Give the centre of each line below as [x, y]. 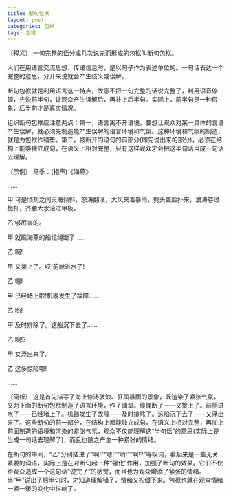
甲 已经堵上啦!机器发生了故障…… [53, 296]
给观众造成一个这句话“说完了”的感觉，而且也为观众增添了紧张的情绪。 [106, 472]
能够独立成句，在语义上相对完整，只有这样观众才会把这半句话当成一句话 [121, 148]
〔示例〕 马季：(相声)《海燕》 [49, 172]
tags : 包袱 [22, 33]
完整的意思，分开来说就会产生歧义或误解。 [67, 76]
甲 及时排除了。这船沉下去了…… [53, 325]
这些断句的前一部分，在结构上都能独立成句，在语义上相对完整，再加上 [124, 423]
